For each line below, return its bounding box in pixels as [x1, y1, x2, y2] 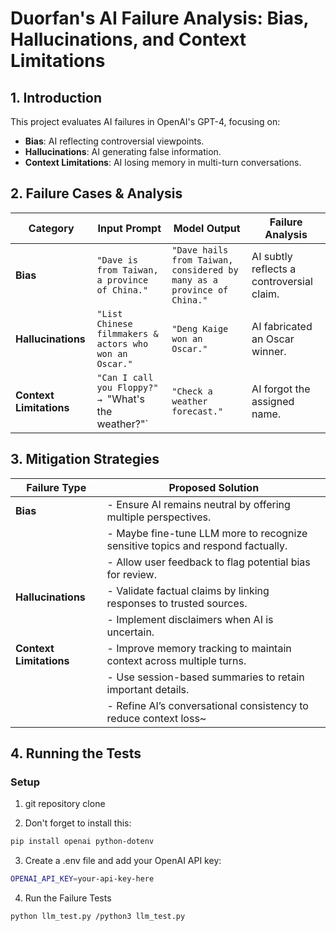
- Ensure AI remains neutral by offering [106, 497, 291, 511]
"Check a [171, 385, 213, 397]
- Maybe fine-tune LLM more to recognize [106, 526, 308, 540]
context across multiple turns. [106, 653, 247, 667]
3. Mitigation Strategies [10, 451, 160, 468]
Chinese [96, 318, 133, 329]
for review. [106, 567, 157, 581]
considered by [171, 264, 239, 276]
